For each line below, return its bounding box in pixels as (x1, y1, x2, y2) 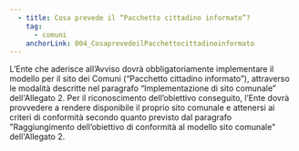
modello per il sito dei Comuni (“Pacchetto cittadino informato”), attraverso (9, 74, 290, 85)
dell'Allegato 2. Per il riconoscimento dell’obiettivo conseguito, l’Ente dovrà (9, 93, 290, 104)
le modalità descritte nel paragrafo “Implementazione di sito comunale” (9, 83, 276, 94)
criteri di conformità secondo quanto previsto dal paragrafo (9, 112, 232, 123)
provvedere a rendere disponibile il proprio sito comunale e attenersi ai (9, 102, 275, 114)
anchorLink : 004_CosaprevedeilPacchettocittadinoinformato (26, 38, 255, 48)
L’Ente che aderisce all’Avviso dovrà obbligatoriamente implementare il (9, 64, 274, 75)
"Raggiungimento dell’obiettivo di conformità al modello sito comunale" (9, 122, 276, 133)
